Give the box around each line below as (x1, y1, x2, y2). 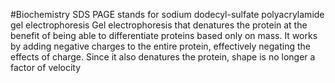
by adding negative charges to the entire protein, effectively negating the (10, 40, 311, 52)
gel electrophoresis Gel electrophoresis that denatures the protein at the (10, 19, 308, 31)
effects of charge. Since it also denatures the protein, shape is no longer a (10, 51, 316, 63)
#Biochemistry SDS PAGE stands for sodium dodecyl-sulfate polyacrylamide (10, 9, 325, 20)
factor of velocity (10, 62, 82, 73)
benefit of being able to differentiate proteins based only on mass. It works (10, 30, 318, 41)
